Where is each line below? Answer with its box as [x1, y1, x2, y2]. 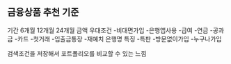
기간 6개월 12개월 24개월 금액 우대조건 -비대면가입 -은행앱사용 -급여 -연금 [7, 26, 209, 34]
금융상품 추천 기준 [7, 6, 79, 19]
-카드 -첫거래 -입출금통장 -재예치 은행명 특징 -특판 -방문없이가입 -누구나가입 [14, 34, 222, 43]
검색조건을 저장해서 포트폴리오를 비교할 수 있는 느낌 [7, 49, 147, 57]
